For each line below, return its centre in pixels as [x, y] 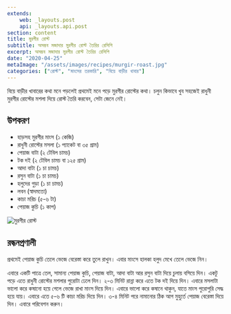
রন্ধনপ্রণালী [22, 243]
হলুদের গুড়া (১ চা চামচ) [40, 184]
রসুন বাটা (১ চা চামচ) [38, 176]
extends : [20, 13]
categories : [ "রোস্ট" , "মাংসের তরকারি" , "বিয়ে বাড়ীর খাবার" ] [76, 71]
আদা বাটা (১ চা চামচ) [38, 168]
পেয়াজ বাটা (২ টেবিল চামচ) [44, 153]
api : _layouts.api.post [54, 26]
